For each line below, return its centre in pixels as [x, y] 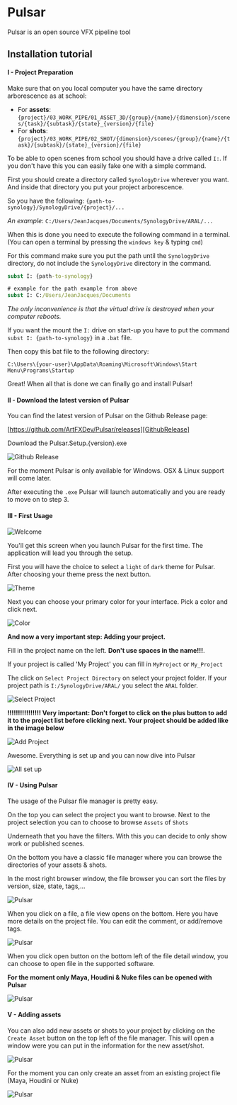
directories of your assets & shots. [57, 865]
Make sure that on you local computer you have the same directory [105, 88]
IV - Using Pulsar [33, 785]
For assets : [34, 109]
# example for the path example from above [73, 289]
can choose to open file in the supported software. [81, 963]
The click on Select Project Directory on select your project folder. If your [117, 678]
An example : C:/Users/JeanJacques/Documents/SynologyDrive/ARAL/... [110, 220]
